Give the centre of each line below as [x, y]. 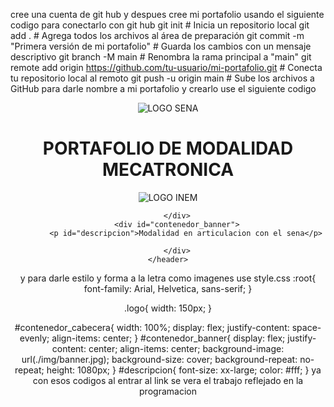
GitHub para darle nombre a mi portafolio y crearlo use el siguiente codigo [163, 88]
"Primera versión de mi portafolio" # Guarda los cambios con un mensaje [161, 46]
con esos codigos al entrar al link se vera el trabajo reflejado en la [168, 380]
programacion [168, 391]
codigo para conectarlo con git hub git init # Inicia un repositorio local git [160, 25]
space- [306, 327]
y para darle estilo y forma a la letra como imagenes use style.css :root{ [168, 278]
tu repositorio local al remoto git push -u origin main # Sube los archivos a [162, 78]
